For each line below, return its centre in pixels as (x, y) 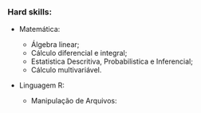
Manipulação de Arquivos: (74, 101)
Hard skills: (30, 12)
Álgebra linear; (55, 45)
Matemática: (39, 29)
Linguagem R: (42, 85)
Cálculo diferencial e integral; (79, 53)
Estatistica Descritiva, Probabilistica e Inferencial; (112, 61)
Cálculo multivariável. (66, 70)
